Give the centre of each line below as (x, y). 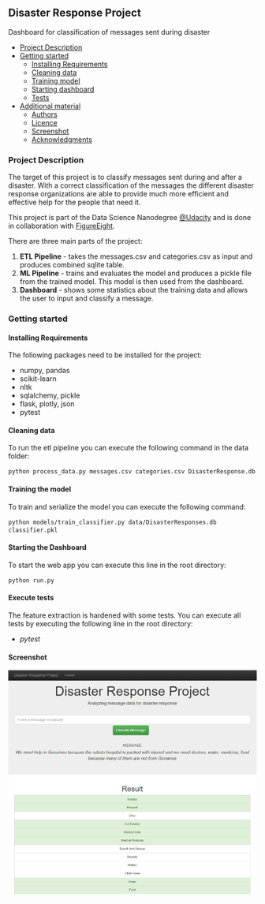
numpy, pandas (45, 371)
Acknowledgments (62, 139)
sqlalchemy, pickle (50, 396)
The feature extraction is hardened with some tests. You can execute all (125, 615)
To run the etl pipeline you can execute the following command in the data (129, 448)
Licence (44, 122)
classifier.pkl (33, 530)
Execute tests (31, 598)
